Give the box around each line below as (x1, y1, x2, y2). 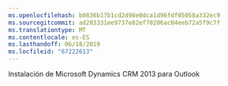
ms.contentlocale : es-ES (8, 33, 90, 41)
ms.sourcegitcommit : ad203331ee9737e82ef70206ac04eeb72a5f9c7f (8, 19, 221, 27)
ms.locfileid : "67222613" (8, 48, 93, 56)
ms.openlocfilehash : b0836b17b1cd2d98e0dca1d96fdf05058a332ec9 (8, 11, 221, 20)
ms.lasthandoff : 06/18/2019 (8, 41, 101, 48)
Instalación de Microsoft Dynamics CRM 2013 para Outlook (8, 70, 200, 78)
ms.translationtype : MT (8, 26, 87, 34)
